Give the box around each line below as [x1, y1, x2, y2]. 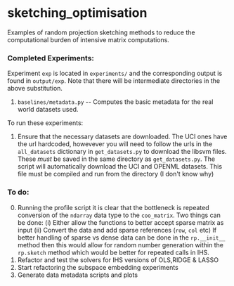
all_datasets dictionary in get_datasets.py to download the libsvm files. [17, 148, 227, 156]
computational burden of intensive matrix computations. [7, 35, 170, 44]
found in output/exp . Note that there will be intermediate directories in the [7, 77, 220, 85]
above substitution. [7, 84, 63, 93]
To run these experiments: [7, 119, 84, 127]
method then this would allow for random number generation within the [17, 240, 223, 249]
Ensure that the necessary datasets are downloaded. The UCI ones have [17, 132, 228, 141]
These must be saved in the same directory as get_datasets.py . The [17, 155, 216, 163]
